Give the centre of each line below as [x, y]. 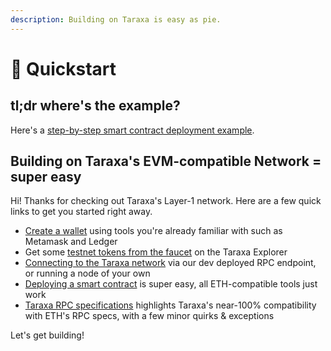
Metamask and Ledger [71, 242]
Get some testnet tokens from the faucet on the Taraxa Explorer [156, 252]
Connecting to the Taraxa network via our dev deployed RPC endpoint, [170, 263]
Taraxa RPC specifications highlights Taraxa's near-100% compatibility [170, 305]
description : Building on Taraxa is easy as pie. [116, 19]
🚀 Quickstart [63, 68]
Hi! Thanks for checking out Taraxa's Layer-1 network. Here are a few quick [166, 201]
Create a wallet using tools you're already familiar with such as [153, 231]
